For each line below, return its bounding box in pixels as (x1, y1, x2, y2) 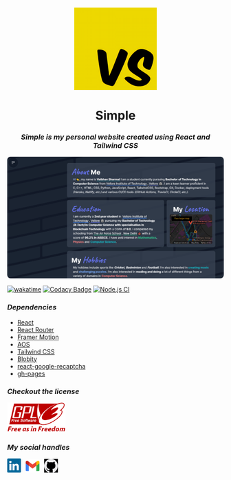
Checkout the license (7, 386, 80, 396)
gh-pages (16, 369, 45, 378)
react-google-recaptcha (16, 362, 86, 370)
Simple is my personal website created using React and (21, 132, 210, 142)
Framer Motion (16, 333, 60, 341)
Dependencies (7, 303, 57, 312)
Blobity (16, 355, 38, 363)
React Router (16, 325, 54, 334)
